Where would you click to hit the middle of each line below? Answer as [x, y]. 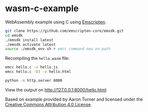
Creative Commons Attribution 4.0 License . [49, 104]
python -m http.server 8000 [34, 81]
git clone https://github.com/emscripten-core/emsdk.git [64, 31]
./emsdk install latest [29, 40]
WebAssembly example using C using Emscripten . [56, 22]
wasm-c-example [42, 9]
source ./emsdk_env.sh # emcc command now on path [58, 49]
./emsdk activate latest [30, 44]
